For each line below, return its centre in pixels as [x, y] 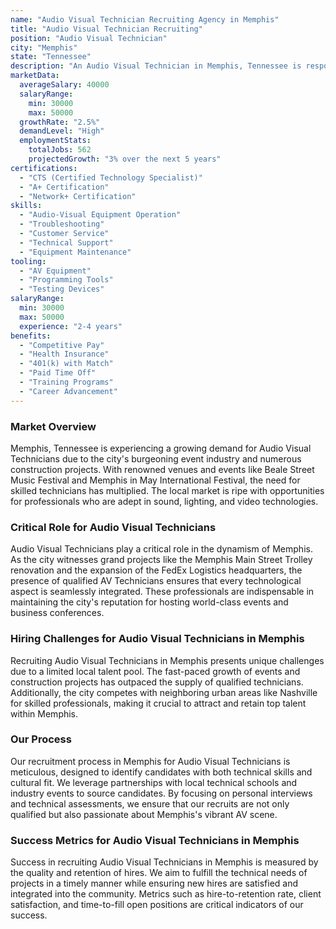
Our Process [41, 739]
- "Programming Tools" [66, 280]
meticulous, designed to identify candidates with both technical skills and [161, 772]
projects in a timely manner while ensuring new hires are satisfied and [154, 883]
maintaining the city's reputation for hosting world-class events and [149, 602]
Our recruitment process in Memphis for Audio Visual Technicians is [150, 761]
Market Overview [53, 426]
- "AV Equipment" [55, 271]
